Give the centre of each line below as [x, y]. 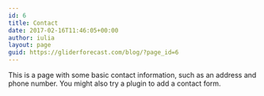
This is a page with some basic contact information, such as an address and [132, 75]
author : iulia [32, 38]
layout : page [30, 45]
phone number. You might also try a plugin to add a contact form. [115, 83]
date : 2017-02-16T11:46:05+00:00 [63, 30]
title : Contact [33, 23]
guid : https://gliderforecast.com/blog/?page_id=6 [94, 52]
